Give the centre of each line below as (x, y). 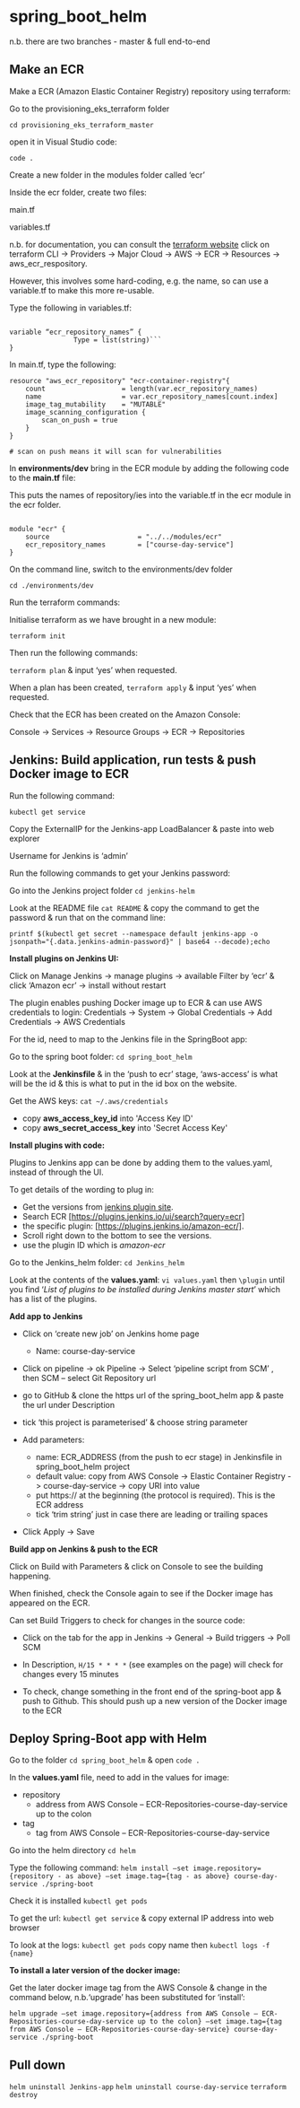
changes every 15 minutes (70, 1674)
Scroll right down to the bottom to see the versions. (117, 1235)
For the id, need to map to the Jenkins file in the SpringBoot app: (129, 1039)
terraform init (38, 636)
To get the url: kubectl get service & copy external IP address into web (142, 1919)
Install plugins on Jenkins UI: (64, 958)
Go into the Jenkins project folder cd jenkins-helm (102, 890)
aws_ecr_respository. (48, 263)
